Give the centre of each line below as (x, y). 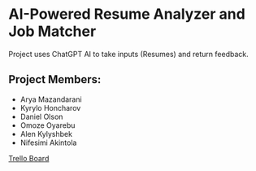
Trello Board (29, 158)
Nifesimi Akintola (48, 142)
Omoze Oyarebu (48, 125)
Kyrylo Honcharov (50, 107)
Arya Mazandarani (51, 99)
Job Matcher (52, 31)
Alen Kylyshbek (46, 134)
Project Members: (55, 79)
